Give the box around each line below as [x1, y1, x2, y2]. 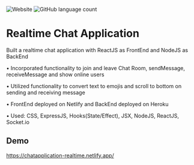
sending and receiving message [6, 89, 85, 96]
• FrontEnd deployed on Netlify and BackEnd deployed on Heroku [6, 100, 169, 107]
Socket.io [6, 118, 30, 125]
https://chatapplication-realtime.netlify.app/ [6, 152, 114, 159]
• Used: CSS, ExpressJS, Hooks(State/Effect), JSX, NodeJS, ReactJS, [6, 112, 179, 119]
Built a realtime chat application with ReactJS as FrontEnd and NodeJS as [6, 46, 188, 53]
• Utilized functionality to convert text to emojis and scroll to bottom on [6, 82, 182, 89]
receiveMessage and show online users [6, 71, 105, 78]
